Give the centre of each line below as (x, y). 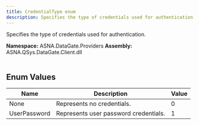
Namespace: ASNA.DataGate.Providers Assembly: (69, 46)
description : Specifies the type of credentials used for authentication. (101, 17)
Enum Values (31, 77)
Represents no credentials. (94, 104)
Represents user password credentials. (111, 114)
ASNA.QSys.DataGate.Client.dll (44, 52)
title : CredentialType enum (41, 12)
